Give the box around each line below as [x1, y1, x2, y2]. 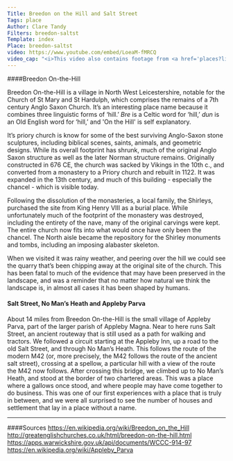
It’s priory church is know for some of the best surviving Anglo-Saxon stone [7, 131, 223, 139]
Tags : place [7, 17, 42, 24]
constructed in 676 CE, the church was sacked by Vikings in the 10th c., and [7, 161, 225, 169]
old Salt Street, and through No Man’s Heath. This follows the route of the [7, 344, 217, 353]
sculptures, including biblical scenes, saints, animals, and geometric [7, 138, 202, 147]
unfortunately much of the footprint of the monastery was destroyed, [7, 211, 205, 219]
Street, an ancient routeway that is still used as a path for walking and [7, 330, 206, 338]
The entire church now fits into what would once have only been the [7, 225, 202, 234]
